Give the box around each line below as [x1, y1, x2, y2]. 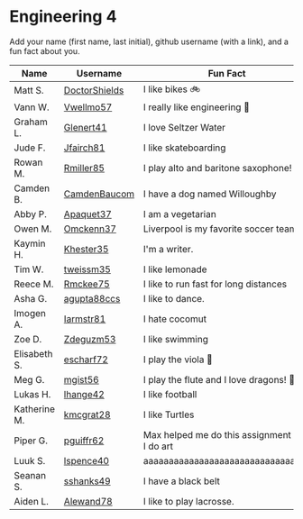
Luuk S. [14, 454, 46, 467]
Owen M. [14, 223, 52, 235]
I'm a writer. [142, 242, 194, 255]
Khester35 [63, 242, 109, 255]
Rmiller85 [63, 161, 106, 174]
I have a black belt [142, 475, 221, 487]
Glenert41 [63, 121, 107, 133]
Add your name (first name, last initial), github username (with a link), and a [9, 36, 289, 47]
